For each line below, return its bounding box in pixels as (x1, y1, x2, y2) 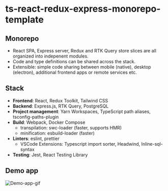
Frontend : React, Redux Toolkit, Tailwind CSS (12, 97, 108, 103)
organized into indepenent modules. (12, 53, 89, 59)
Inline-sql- (141, 141, 163, 147)
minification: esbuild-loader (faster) (20, 130, 95, 136)
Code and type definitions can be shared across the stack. (12, 59, 136, 64)
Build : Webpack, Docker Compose (12, 119, 86, 125)
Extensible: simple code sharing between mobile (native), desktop (12, 64, 151, 70)
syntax (20, 146, 35, 152)
